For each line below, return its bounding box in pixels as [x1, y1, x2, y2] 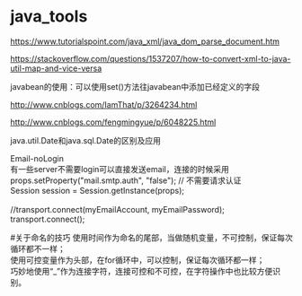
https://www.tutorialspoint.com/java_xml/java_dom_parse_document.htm [10, 36, 280, 47]
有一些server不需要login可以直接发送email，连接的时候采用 [10, 163, 230, 174]
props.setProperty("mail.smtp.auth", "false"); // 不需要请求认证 [10, 175, 242, 186]
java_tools [10, 6, 88, 27]
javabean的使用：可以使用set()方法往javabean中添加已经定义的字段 [10, 81, 260, 91]
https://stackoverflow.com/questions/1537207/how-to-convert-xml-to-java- [10, 53, 291, 64]
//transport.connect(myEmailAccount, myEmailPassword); [10, 204, 226, 214]
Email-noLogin [10, 152, 64, 163]
